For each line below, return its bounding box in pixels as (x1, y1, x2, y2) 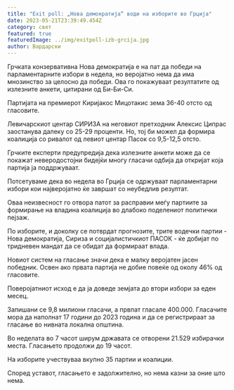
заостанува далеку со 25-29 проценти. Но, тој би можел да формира (7, 128, 216, 135)
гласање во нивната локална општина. (7, 320, 124, 329)
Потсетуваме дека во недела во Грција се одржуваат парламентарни (7, 177, 218, 185)
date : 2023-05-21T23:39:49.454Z (7, 17, 102, 24)
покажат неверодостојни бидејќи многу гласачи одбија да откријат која (7, 156, 223, 164)
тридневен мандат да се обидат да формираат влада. (7, 242, 170, 250)
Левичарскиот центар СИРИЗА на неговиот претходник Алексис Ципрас (7, 120, 227, 128)
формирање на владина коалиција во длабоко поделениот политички (7, 206, 218, 214)
